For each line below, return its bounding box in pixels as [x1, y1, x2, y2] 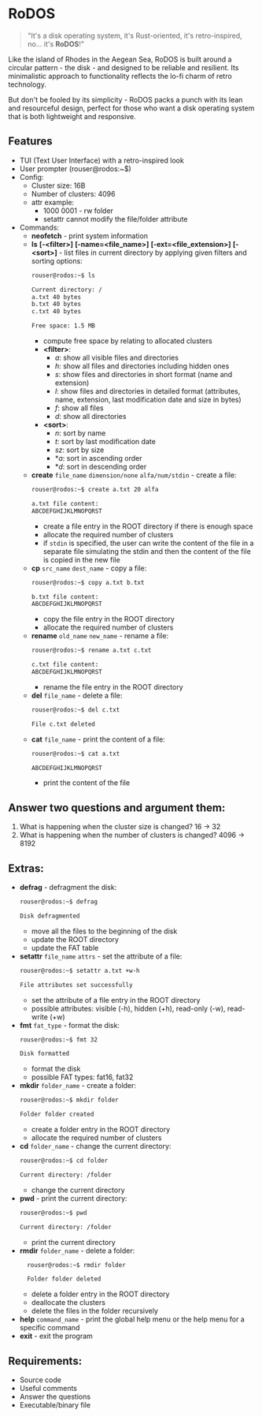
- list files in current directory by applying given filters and [58, 248, 248, 257]
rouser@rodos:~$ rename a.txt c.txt [31, 646, 152, 655]
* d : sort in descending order [54, 462, 147, 471]
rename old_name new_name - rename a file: [31, 631, 169, 641]
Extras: [8, 862, 45, 875]
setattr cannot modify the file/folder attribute [42, 214, 188, 223]
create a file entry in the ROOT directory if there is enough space [42, 522, 253, 531]
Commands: [19, 222, 60, 232]
